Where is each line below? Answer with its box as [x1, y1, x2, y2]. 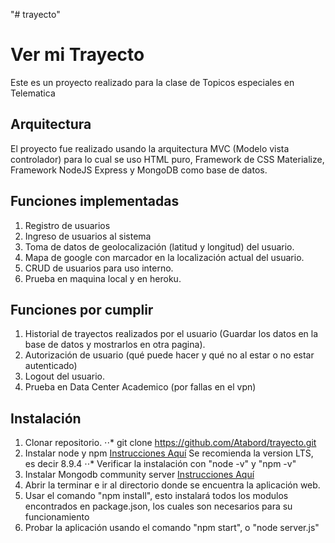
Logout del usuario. [24, 370, 105, 383]
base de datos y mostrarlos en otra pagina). [24, 339, 206, 351]
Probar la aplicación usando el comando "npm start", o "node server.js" [24, 522, 320, 534]
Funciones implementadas [10, 193, 180, 210]
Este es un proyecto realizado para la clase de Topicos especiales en [10, 76, 295, 88]
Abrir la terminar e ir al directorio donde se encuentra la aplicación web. [24, 479, 321, 491]
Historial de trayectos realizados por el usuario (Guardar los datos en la [24, 328, 319, 340]
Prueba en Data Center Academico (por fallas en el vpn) [24, 381, 257, 393]
